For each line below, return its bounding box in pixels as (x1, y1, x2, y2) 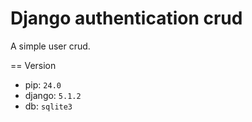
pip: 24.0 (24, 78, 62, 91)
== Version (10, 59, 57, 71)
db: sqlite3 (24, 100, 73, 112)
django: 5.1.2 (24, 89, 82, 101)
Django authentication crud (10, 7, 243, 30)
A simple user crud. (10, 40, 91, 52)
